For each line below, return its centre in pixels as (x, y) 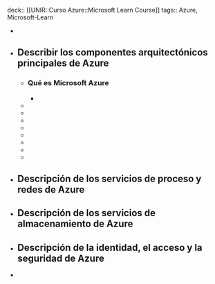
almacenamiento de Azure (75, 224)
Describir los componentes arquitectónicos (113, 52)
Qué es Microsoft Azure (68, 83)
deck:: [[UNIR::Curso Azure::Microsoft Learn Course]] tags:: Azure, (103, 10)
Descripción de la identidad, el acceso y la (110, 248)
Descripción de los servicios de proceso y (109, 179)
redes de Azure (51, 190)
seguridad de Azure (61, 258)
